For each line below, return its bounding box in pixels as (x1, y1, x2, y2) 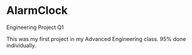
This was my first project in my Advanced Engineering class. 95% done (6, 35, 186, 42)
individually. (6, 42, 37, 49)
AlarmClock (6, 4, 68, 18)
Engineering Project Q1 (6, 24, 64, 31)
